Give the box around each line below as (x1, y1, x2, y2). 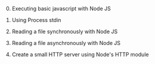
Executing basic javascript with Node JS (11, 5, 111, 12)
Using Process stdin (11, 17, 61, 23)
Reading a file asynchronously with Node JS (11, 40, 121, 46)
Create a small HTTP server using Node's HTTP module (11, 51, 149, 58)
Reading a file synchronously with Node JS (11, 28, 118, 35)
